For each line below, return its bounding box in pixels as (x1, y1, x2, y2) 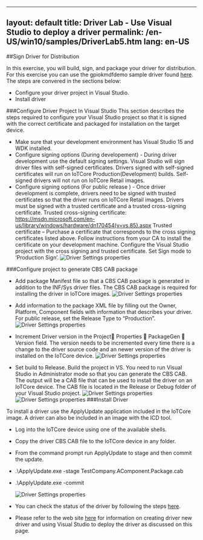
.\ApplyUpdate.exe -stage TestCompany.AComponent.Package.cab (14, 467, 184, 475)
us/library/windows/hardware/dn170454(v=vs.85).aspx (14, 221, 152, 229)
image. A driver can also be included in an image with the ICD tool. (6, 414, 172, 421)
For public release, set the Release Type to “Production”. (14, 314, 156, 322)
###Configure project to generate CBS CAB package (6, 265, 138, 273)
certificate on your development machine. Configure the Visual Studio (14, 241, 189, 248)
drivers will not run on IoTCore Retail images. (33, 177, 145, 184)
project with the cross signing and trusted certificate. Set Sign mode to (14, 247, 192, 255)
